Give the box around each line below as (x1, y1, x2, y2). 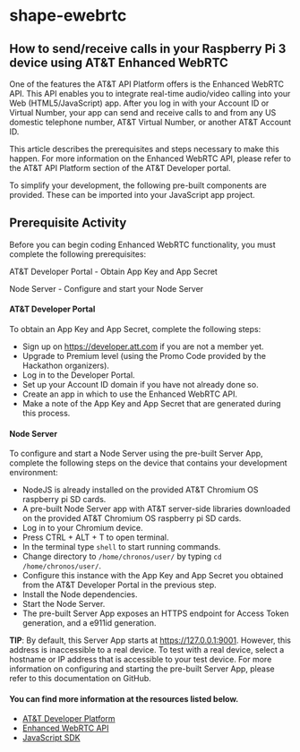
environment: (9, 467, 58, 478)
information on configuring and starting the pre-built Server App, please (9, 663, 275, 674)
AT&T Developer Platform (21, 714, 116, 724)
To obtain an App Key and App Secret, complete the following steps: (9, 324, 261, 335)
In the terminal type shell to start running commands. (21, 542, 221, 552)
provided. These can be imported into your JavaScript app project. (9, 190, 255, 200)
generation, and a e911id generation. (21, 618, 157, 628)
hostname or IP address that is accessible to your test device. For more (9, 654, 272, 665)
